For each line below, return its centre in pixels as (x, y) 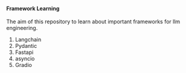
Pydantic (26, 46)
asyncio (25, 59)
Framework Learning (33, 8)
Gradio (23, 65)
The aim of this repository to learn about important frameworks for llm (93, 22)
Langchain (28, 39)
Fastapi (24, 52)
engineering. (22, 28)
